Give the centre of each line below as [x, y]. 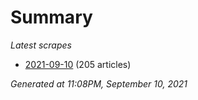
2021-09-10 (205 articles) [78, 64]
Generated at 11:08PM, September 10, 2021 [99, 83]
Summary [51, 17]
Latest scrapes [41, 45]
